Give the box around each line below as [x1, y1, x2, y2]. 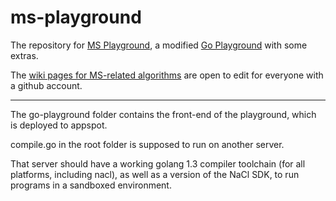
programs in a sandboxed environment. [10, 179, 172, 191]
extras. [10, 49, 39, 61]
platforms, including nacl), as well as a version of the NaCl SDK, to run [10, 168, 300, 180]
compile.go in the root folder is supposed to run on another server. [10, 138, 285, 150]
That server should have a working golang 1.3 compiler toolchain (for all [10, 157, 306, 170]
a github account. [10, 79, 83, 91]
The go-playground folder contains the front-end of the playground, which [10, 108, 317, 120]
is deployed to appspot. [10, 119, 108, 131]
